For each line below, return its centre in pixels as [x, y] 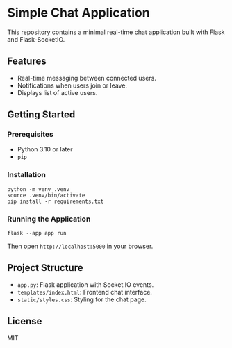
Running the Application [49, 219]
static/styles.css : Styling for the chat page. [82, 299]
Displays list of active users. [57, 92]
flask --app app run [37, 233]
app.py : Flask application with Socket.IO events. [85, 284]
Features [27, 61]
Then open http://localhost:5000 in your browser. [80, 246]
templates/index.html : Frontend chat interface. [85, 292]
